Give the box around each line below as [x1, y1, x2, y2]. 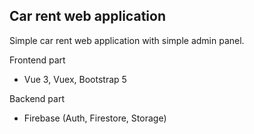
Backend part [9, 92, 65, 104]
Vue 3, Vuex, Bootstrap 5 [23, 73, 127, 85]
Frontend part [9, 54, 66, 66]
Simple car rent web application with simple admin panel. [9, 34, 245, 46]
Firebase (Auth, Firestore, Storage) [23, 112, 167, 124]
